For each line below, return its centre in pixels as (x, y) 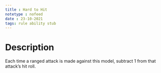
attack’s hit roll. (20, 66)
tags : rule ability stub (31, 23)
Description (30, 48)
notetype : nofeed (24, 14)
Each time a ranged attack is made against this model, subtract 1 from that (80, 61)
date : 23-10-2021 (24, 19)
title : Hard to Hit (26, 10)
